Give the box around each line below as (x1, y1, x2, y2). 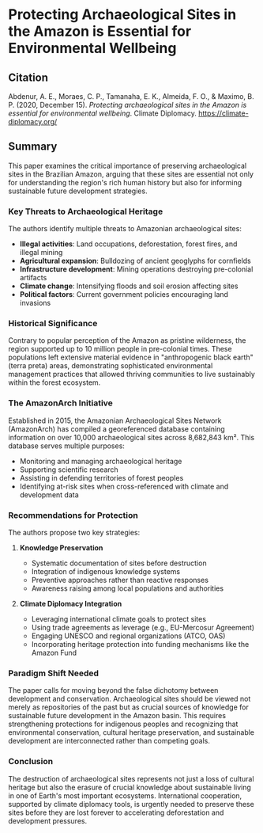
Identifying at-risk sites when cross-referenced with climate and (19, 481, 229, 491)
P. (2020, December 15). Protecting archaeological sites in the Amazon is (8, 101, 247, 109)
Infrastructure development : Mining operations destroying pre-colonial (19, 264, 254, 274)
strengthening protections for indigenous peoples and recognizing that (8, 719, 239, 729)
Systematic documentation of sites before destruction (31, 558, 207, 568)
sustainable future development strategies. (8, 186, 148, 196)
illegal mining (19, 248, 63, 257)
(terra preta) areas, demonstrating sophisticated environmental (8, 361, 213, 371)
